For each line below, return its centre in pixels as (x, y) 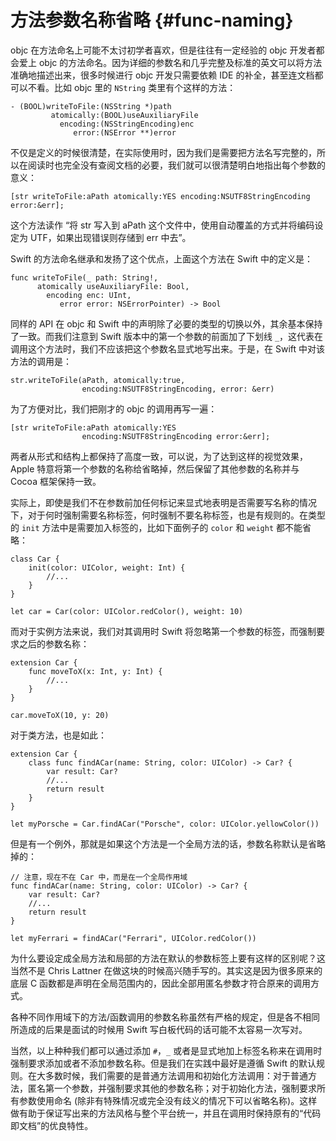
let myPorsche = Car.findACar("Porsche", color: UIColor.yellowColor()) (165, 824)
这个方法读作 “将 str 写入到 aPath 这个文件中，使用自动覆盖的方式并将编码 (162, 225)
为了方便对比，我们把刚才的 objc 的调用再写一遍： (114, 408)
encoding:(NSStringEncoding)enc (127, 124)
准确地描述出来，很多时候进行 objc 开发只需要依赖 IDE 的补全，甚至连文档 (162, 75)
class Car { (35, 559)
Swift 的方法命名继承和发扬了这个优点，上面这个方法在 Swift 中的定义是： (162, 258)
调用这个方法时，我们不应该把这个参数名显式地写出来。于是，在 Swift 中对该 (167, 348)
